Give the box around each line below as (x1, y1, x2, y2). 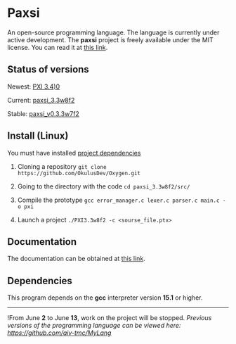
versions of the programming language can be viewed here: (7, 321, 181, 330)
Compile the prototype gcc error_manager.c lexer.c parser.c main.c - (17, 196, 226, 204)
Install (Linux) (7, 130, 69, 142)
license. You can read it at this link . (7, 43, 108, 51)
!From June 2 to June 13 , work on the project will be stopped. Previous (7, 314, 212, 322)
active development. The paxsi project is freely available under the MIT (7, 35, 214, 44)
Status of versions (7, 63, 89, 75)
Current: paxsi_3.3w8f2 (7, 96, 75, 104)
